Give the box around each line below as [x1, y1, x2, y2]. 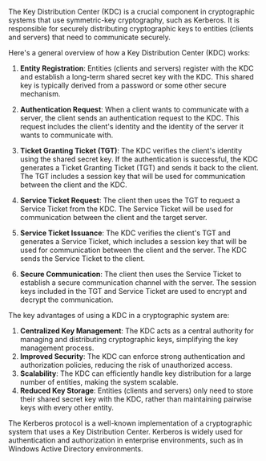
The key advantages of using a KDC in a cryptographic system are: [8, 311, 230, 320]
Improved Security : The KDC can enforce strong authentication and [19, 352, 246, 361]
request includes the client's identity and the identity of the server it [19, 122, 244, 131]
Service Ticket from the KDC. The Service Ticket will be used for [19, 204, 234, 214]
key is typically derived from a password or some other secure [19, 80, 227, 90]
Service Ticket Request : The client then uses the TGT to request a [19, 196, 240, 205]
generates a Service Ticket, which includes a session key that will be [19, 237, 247, 246]
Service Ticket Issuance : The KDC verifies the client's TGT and [19, 228, 231, 238]
